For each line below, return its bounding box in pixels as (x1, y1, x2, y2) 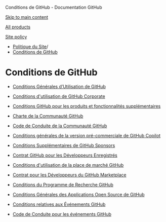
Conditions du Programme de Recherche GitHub (12, 181, 114, 188)
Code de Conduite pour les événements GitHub (12, 211, 111, 217)
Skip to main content (5, 14, 49, 20)
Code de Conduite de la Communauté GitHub (12, 123, 107, 129)
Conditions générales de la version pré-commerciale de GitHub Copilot (12, 132, 161, 138)
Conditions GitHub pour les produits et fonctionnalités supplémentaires (12, 103, 161, 109)
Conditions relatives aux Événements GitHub (12, 201, 106, 207)
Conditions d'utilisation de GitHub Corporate (12, 93, 105, 99)
